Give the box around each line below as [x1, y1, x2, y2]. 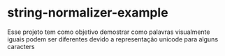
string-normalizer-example [7, 5, 169, 21]
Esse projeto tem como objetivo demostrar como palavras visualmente [7, 28, 210, 36]
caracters [7, 42, 35, 50]
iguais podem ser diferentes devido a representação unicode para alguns [7, 35, 219, 43]
